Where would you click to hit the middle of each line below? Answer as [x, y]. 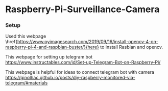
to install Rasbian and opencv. [132, 47]
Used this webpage [26, 36]
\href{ [11, 42]
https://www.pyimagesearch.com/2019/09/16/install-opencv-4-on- [88, 42]
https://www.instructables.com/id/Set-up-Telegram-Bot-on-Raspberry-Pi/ [83, 63]
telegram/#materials [27, 83]
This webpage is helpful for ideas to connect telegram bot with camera [80, 72]
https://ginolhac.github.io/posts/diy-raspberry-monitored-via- [70, 78]
